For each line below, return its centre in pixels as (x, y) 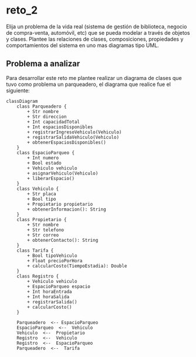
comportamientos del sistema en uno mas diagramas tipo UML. (83, 45)
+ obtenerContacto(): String (63, 240)
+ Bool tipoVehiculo (52, 256)
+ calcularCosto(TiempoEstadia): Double (77, 266)
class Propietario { (42, 219)
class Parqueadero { (42, 106)
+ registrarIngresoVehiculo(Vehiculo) (75, 132)
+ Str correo (43, 235)
